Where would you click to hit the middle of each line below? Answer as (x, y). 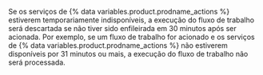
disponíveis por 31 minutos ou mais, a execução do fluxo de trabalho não (128, 54)
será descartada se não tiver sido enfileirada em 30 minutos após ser (123, 28)
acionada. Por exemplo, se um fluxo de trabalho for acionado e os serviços (131, 37)
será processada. (37, 62)
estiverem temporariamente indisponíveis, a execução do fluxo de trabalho (131, 20)
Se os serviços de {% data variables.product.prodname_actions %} (119, 12)
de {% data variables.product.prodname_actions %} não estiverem (118, 45)
